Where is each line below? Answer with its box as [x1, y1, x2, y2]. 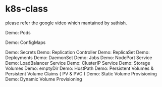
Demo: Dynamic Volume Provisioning [5, 76, 82, 82]
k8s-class [5, 3, 48, 15]
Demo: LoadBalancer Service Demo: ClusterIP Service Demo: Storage [5, 60, 150, 66]
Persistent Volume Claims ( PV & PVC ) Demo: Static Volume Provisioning [5, 70, 157, 76]
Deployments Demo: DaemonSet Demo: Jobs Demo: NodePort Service [5, 54, 152, 61]
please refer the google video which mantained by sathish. [5, 20, 127, 26]
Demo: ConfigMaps [5, 39, 46, 46]
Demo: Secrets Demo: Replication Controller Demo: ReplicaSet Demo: [5, 49, 150, 55]
